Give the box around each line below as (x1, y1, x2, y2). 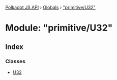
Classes (5, 58, 26, 65)
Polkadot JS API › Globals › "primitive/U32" (5, 5, 96, 10)
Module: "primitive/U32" (5, 22, 113, 34)
